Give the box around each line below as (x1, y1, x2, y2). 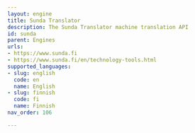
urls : (7, 43, 23, 50)
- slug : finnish (7, 89, 55, 96)
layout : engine (7, 10, 52, 18)
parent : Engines (7, 37, 55, 44)
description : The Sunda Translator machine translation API (7, 23, 189, 30)
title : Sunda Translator (7, 17, 81, 24)
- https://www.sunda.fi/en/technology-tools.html (7, 57, 157, 64)
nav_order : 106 (7, 109, 52, 116)
